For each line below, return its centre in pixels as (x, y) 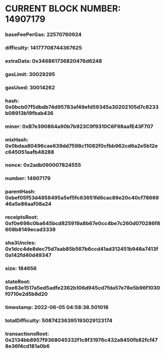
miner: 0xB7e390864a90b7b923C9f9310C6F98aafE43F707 (79, 126)
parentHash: (20, 192)
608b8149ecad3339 (30, 230)
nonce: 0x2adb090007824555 (43, 165)
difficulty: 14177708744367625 (44, 48)
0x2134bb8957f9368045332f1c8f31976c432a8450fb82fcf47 (82, 340)
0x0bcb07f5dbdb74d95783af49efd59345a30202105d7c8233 (82, 107)
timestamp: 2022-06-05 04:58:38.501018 (57, 307)
